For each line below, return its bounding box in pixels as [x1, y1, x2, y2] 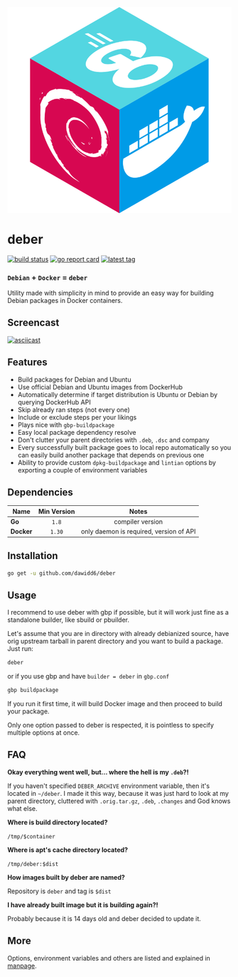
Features [7, 356, 48, 369]
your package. [7, 707, 50, 716]
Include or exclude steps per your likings [17, 413, 137, 421]
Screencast [7, 317, 60, 329]
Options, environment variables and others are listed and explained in [7, 954, 211, 962]
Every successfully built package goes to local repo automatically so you [17, 443, 232, 451]
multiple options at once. [7, 728, 80, 737]
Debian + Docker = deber [7, 272, 88, 282]
